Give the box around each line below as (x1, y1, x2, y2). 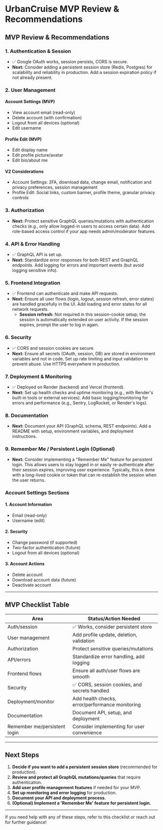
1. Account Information (5, 502, 52, 507)
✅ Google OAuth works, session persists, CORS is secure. (12, 58, 128, 64)
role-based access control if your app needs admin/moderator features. (12, 228, 156, 234)
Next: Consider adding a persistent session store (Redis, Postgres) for (12, 64, 153, 70)
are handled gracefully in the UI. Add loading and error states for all (12, 301, 147, 307)
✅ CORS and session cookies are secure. (12, 345, 95, 351)
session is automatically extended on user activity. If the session (19, 317, 148, 323)
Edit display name (12, 147, 48, 153)
